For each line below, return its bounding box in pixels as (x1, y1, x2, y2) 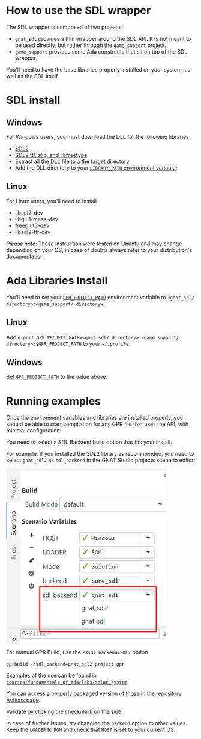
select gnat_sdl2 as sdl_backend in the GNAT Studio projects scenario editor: (6, 456, 196, 464)
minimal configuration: (6, 427, 62, 434)
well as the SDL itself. (6, 72, 59, 79)
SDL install (6, 94, 61, 107)
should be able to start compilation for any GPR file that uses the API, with (6, 420, 189, 428)
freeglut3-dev (14, 222, 50, 229)
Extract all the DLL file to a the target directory (14, 158, 130, 165)
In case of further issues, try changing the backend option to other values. (6, 720, 188, 727)
